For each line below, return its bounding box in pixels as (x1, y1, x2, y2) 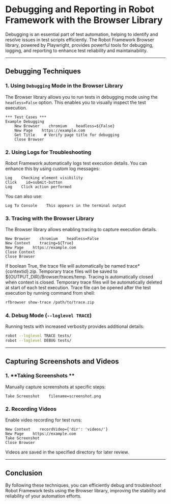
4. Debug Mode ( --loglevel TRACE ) (5, 312, 92, 319)
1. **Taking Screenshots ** (5, 372, 75, 379)
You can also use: (5, 193, 43, 199)
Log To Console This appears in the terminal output (5, 203, 126, 208)
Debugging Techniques (5, 67, 81, 76)
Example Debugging (5, 119, 44, 124)
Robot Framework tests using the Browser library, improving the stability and (5, 487, 166, 493)
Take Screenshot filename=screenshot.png (5, 394, 101, 399)
